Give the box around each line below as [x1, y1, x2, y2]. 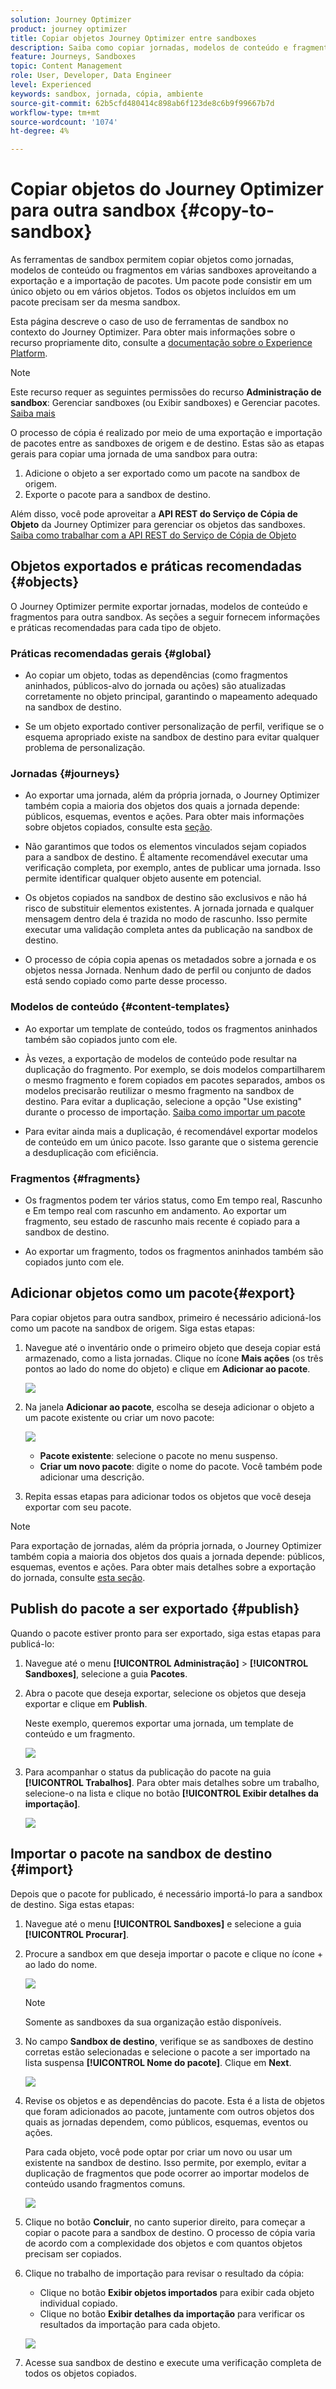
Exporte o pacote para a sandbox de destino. [24, 489, 211, 501]
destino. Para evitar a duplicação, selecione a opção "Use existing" [24, 1095, 303, 1107]
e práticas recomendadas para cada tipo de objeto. [10, 621, 222, 633]
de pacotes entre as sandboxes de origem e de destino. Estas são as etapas [10, 437, 325, 450]
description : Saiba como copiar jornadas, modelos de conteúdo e [10, 42, 288, 53]
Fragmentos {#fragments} [10, 1171, 141, 1185]
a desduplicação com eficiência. [24, 1146, 159, 1158]
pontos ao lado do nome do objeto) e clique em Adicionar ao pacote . [24, 1362, 311, 1375]
